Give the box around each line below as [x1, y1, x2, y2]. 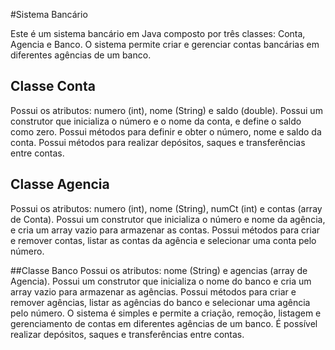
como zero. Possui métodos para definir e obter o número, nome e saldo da [10, 125, 322, 138]
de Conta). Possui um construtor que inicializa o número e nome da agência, [10, 213, 326, 225]
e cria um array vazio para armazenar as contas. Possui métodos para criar [10, 224, 321, 236]
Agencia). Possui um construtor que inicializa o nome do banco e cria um [10, 275, 312, 287]
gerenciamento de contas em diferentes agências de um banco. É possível [10, 317, 318, 329]
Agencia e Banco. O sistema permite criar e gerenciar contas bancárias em [10, 39, 320, 50]
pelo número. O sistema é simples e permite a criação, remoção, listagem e [10, 307, 322, 319]
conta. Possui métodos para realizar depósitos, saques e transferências [10, 136, 306, 148]
